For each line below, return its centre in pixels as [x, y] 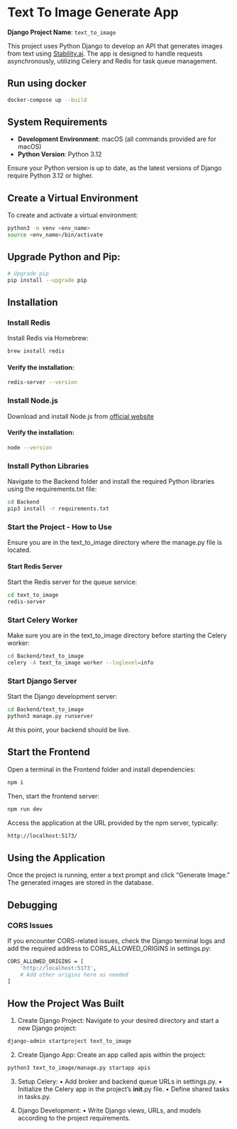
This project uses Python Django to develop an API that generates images [115, 46]
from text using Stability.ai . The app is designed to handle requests [105, 53]
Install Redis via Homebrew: [48, 338]
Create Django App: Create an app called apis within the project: [112, 1055]
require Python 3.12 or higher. [50, 176]
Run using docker [47, 84]
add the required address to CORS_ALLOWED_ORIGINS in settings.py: [109, 948]
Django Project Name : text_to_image [62, 32]
